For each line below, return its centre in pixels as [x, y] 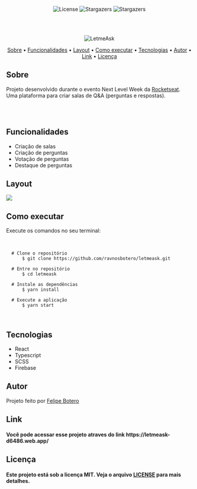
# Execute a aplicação [39, 300]
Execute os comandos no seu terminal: [54, 231]
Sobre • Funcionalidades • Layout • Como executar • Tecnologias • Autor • [99, 50]
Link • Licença [99, 56]
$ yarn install [41, 290]
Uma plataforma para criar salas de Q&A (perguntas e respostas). [86, 96]
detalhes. [18, 481]
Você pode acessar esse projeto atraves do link [66, 434]
